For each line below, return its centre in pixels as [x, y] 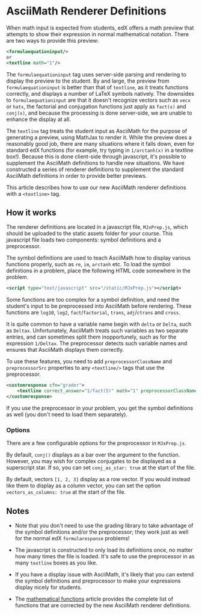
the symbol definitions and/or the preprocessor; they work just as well [102, 532]
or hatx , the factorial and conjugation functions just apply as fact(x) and [96, 106]
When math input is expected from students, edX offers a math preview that [100, 28]
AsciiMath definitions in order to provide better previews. [77, 175]
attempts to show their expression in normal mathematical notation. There [98, 34]
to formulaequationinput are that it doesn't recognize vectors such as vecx [98, 100]
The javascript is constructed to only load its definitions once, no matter [104, 550]
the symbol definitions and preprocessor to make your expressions [98, 581]
